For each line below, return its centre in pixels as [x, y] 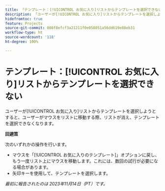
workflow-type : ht [24, 32]
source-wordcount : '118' [30, 37]
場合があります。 [34, 167]
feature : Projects [24, 23]
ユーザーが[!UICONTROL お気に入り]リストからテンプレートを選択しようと [81, 111]
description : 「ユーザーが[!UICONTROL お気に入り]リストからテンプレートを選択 [79, 14]
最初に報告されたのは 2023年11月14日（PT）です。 [56, 184]
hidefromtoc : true [24, 19]
